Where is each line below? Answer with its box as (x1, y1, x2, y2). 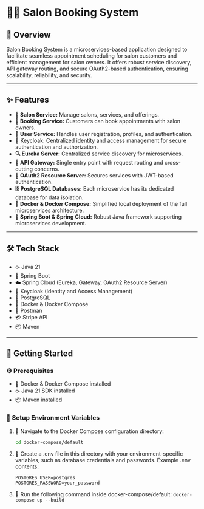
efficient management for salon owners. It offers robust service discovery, (6, 59, 192, 66)
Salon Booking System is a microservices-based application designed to (6, 46, 188, 53)
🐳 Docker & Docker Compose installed (15, 380, 111, 388)
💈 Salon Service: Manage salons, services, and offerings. (15, 111, 160, 118)
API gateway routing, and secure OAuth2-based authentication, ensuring (6, 65, 188, 72)
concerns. (34, 165, 59, 173)
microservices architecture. (15, 207, 84, 214)
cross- (164, 159, 181, 166)
